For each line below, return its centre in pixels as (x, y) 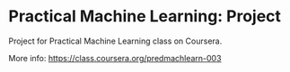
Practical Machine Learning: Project (145, 16)
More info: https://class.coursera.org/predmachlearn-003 (115, 58)
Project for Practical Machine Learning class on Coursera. (115, 41)
